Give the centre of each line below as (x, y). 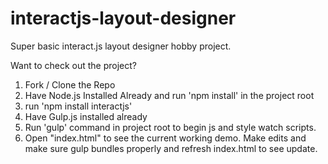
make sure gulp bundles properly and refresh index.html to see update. (171, 148)
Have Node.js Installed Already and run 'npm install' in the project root (169, 95)
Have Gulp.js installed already (86, 116)
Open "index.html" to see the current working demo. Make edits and (165, 138)
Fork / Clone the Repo (70, 84)
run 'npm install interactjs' (78, 106)
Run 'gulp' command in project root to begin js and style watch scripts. (170, 127)
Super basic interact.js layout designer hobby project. (121, 46)
